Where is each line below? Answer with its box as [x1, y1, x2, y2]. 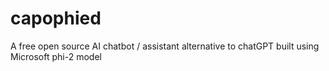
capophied [10, 7, 102, 30]
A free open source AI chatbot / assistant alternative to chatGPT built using [10, 40, 320, 52]
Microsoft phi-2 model [10, 50, 102, 62]
